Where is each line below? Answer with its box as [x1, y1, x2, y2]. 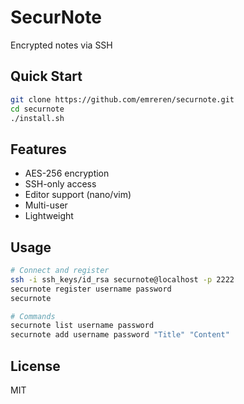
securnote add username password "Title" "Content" [10, 330, 230, 340]
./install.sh [10, 113, 65, 123]
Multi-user [24, 199, 68, 211]
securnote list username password [10, 321, 155, 331]
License [10, 357, 61, 375]
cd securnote [10, 104, 65, 114]
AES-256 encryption [24, 167, 110, 180]
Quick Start [10, 68, 83, 85]
